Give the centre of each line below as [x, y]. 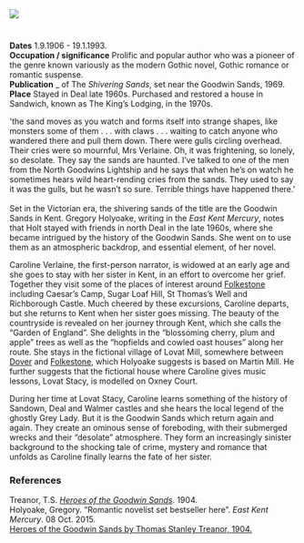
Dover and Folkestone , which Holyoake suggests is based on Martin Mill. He [152, 362]
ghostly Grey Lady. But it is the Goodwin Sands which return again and [142, 418]
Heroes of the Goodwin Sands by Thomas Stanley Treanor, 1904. [131, 529]
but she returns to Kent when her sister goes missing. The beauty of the [144, 313]
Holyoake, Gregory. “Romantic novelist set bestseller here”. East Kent [139, 510]
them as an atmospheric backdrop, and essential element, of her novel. [143, 247]
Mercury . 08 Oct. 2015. [53, 519]
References [35, 480]
